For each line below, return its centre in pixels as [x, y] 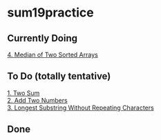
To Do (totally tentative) [59, 76]
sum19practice [51, 13]
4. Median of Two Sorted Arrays [53, 54]
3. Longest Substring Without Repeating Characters [80, 108]
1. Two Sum [23, 93]
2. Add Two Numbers [37, 100]
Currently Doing [42, 38]
